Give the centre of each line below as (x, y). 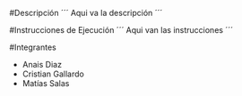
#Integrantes (33, 47)
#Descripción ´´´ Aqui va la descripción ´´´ (86, 13)
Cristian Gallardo (53, 74)
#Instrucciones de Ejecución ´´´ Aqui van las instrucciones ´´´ (121, 30)
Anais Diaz (42, 64)
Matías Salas (46, 83)
